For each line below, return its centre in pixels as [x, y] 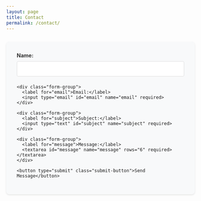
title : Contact [25, 17]
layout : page [22, 12]
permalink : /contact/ [33, 23]
